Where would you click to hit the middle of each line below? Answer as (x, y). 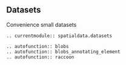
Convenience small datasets (41, 24)
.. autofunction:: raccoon (40, 57)
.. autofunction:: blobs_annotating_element (63, 52)
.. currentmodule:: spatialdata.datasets (59, 36)
